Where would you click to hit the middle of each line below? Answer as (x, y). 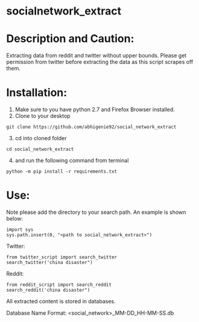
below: (14, 218)
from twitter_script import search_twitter (62, 257)
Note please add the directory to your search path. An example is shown (96, 212)
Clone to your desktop (43, 116)
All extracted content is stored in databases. (61, 301)
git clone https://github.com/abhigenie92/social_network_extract (91, 127)
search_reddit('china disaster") (48, 290)
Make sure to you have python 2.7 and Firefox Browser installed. (95, 109)
